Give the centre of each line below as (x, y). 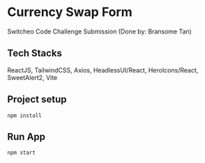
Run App (26, 137)
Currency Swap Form (70, 12)
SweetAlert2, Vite (32, 77)
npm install (24, 116)
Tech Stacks (35, 53)
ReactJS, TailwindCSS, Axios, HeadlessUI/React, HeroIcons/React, (103, 70)
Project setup (37, 99)
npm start (22, 153)
